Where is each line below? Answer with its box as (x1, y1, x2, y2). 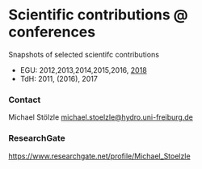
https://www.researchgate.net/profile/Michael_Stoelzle (8, 151, 191, 161)
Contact (8, 94, 41, 105)
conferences (8, 23, 95, 41)
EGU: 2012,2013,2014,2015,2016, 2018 (19, 65, 147, 74)
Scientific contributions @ (8, 6, 188, 24)
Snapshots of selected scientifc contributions (8, 49, 160, 59)
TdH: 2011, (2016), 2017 (19, 74, 99, 83)
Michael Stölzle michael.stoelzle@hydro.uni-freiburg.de (8, 112, 194, 122)
